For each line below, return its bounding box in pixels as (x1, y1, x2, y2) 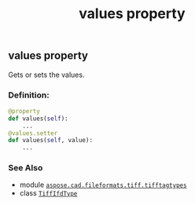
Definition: (8, 90, 50, 101)
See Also (8, 163, 43, 174)
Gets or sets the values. (8, 70, 85, 79)
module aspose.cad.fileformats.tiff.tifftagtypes (19, 180, 187, 189)
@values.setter (8, 129, 58, 137)
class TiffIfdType (19, 189, 78, 198)
